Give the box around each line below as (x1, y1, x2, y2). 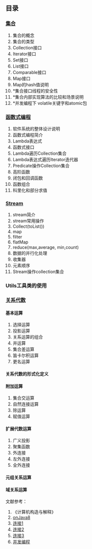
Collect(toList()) (12, 223, 45, 230)
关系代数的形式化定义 (5, 371, 48, 377)
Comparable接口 (12, 69, 46, 75)
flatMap (12, 239, 28, 245)
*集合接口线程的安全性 (12, 88, 58, 94)
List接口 (12, 63, 29, 69)
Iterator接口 (12, 51, 36, 57)
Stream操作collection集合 (12, 269, 64, 274)
